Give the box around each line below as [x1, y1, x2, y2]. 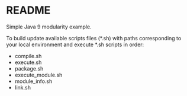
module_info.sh [14, 78, 53, 85]
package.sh [14, 65, 44, 72]
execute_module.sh [14, 71, 63, 78]
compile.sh [14, 52, 42, 59]
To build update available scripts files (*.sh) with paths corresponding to [6, 34, 182, 41]
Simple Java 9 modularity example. [6, 23, 92, 30]
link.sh [14, 84, 31, 91]
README [6, 4, 51, 17]
